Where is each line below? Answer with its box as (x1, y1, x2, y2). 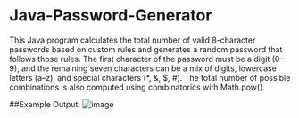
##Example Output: (9, 98, 81, 109)
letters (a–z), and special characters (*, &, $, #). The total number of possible (9, 72, 291, 83)
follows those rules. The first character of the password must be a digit (9, 53, 270, 64)
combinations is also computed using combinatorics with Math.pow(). (9, 82, 266, 92)
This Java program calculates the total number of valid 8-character (9, 35, 256, 45)
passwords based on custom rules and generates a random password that (9, 43, 283, 54)
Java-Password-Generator (9, 5, 212, 26)
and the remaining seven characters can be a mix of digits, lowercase (21, 63, 277, 74)
